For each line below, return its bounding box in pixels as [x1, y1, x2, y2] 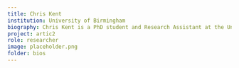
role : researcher [7, 37, 59, 44]
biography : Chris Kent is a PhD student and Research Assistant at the [7, 23, 224, 30]
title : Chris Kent [7, 10, 62, 18]
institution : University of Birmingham [7, 17, 126, 24]
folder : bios [7, 50, 46, 57]
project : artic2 [7, 30, 55, 38]
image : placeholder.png [7, 43, 78, 50]
